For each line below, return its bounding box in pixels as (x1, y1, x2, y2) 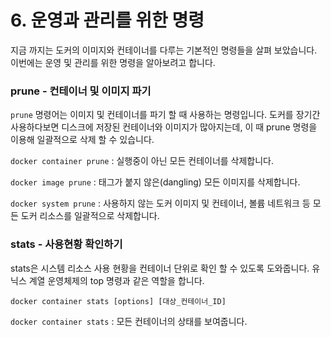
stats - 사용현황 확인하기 (10, 237, 123, 251)
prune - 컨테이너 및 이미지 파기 (10, 84, 152, 98)
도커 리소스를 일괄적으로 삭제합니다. (20, 210, 160, 222)
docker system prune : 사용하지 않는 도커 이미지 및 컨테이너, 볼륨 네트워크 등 (10, 197, 311, 210)
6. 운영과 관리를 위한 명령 (10, 9, 205, 32)
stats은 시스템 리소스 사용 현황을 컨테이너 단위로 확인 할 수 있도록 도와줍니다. (10, 262, 310, 274)
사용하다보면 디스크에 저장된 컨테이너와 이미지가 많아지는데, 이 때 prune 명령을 (10, 121, 318, 133)
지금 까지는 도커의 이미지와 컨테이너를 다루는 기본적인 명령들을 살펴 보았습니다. (10, 44, 318, 56)
